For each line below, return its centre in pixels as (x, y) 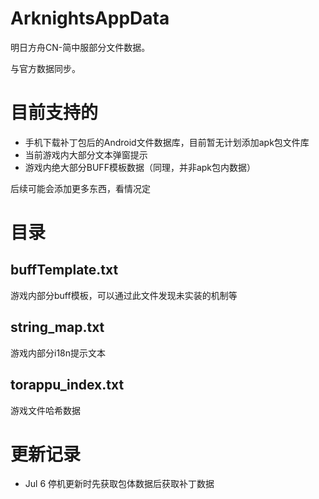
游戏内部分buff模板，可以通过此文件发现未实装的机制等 (124, 295)
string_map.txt (57, 327)
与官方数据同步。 (45, 68)
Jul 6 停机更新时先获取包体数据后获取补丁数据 (119, 484)
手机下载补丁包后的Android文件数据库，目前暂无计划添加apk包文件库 (167, 142)
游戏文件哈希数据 (45, 410)
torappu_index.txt (67, 385)
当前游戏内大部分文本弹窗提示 (86, 154)
